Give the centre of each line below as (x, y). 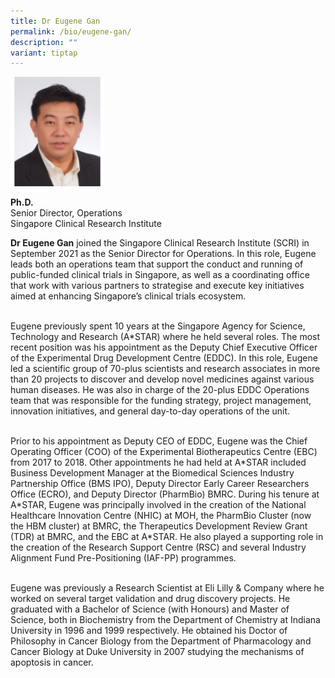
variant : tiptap (44, 53)
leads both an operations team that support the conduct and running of (157, 264)
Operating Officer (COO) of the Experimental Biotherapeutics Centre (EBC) (164, 452)
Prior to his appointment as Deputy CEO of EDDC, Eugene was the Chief (159, 441)
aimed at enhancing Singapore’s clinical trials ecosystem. (128, 296)
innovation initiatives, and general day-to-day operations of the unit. (150, 411)
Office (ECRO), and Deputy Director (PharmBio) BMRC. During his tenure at (165, 494)
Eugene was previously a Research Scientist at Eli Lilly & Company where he (167, 588)
